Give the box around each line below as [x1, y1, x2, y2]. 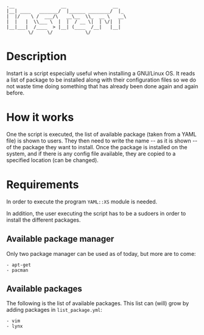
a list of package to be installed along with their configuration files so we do [6, 76, 197, 83]
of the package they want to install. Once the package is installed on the [6, 143, 188, 150]
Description [6, 49, 67, 63]
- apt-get [6, 262, 32, 268]
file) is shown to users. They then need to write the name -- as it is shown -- [6, 137, 198, 144]
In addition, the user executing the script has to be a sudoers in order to [6, 210, 186, 217]
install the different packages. [6, 216, 81, 224]
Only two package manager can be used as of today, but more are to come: [6, 250, 196, 257]
